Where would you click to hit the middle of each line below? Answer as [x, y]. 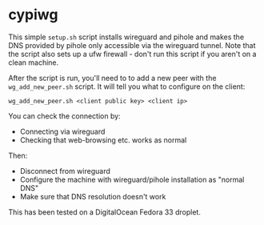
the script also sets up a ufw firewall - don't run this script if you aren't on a [132, 54]
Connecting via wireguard [62, 131]
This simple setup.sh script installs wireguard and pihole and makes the [126, 37]
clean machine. [34, 62]
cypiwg [33, 15]
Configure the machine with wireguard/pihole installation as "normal [132, 179]
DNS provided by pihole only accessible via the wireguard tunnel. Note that [132, 45]
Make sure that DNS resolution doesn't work [93, 196]
